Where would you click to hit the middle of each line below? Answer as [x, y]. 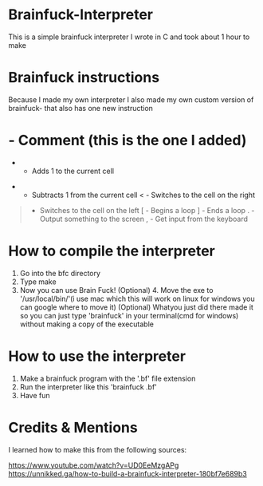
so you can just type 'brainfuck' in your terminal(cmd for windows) [129, 315]
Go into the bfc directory [60, 273]
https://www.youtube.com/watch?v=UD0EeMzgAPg [94, 465]
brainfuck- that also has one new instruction [81, 108]
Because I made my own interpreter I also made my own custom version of [131, 99]
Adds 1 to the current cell [73, 171]
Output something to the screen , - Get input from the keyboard [144, 219]
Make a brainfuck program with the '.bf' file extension [108, 378]
